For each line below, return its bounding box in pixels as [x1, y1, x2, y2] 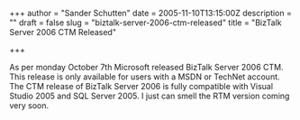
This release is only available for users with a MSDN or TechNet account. [9, 71, 281, 82]
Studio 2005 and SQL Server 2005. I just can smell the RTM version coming [9, 90, 290, 101]
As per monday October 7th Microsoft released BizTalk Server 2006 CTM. [9, 62, 284, 72]
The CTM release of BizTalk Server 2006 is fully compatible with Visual [9, 81, 273, 91]
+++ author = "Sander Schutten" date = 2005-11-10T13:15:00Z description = [9, 8, 293, 18]
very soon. [9, 100, 50, 111]
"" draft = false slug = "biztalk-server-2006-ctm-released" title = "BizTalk [9, 17, 282, 28]
